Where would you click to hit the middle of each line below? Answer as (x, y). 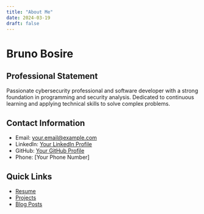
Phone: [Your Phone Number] (52, 157)
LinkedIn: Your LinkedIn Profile (53, 144)
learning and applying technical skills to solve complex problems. (88, 104)
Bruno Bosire (40, 53)
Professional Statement (52, 76)
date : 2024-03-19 (28, 18)
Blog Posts (29, 204)
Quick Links (29, 176)
